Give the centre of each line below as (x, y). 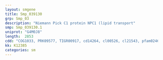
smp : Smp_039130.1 (24, 28)
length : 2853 (19, 37)
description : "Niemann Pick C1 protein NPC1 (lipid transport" (70, 23)
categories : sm (20, 50)
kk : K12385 (16, 45)
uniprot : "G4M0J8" (24, 32)
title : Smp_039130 (24, 14)
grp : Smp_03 (17, 18)
